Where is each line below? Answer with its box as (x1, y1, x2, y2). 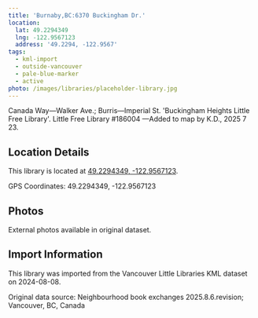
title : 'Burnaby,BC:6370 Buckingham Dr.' (8, 11, 146, 20)
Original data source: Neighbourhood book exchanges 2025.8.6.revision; (8, 292, 244, 302)
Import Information (8, 248, 103, 261)
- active (15, 77, 44, 85)
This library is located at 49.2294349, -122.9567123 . (8, 166, 179, 176)
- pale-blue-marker (15, 70, 79, 78)
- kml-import (15, 56, 58, 64)
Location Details (8, 145, 90, 159)
